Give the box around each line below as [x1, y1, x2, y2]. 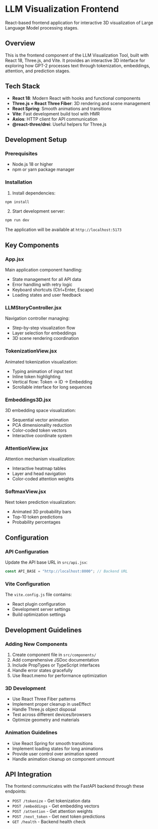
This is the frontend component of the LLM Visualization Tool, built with [5, 52, 149, 58]
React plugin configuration [12, 601, 66, 607]
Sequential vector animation [12, 416, 69, 423]
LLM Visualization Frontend [5, 3, 119, 15]
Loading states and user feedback [12, 292, 82, 298]
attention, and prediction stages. [5, 68, 70, 74]
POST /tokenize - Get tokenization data [12, 798, 90, 804]
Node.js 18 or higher [12, 161, 53, 167]
